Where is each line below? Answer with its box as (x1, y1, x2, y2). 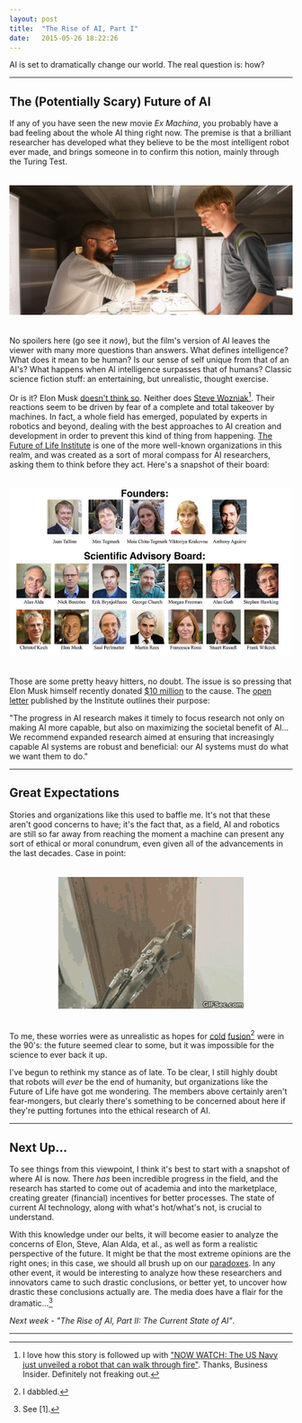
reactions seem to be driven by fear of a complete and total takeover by (9, 402, 275, 413)
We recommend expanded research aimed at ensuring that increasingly (9, 731, 275, 743)
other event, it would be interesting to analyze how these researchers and (9, 1267, 282, 1279)
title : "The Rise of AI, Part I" (9, 23, 139, 33)
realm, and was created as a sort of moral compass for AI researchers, (9, 450, 271, 461)
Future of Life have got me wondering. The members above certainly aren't (9, 1086, 288, 1097)
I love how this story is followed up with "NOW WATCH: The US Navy (22, 1349, 279, 1360)
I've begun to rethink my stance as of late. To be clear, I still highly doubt (9, 1067, 279, 1078)
